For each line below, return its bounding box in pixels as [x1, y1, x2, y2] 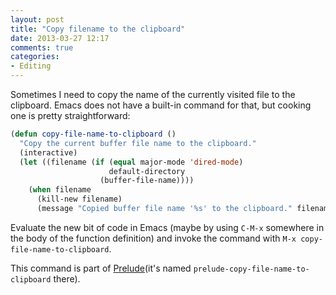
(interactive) [19, 147, 78, 158]
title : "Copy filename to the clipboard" [10, 24, 186, 34]
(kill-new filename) [36, 194, 123, 205]
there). [53, 272, 81, 285]
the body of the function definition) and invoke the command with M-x [10, 232, 297, 244]
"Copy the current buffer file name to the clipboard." [19, 138, 257, 148]
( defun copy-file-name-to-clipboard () [10, 129, 177, 139]
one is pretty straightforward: [10, 110, 131, 121]
